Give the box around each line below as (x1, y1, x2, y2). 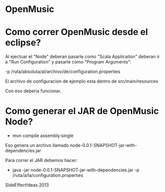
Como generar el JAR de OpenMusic (5, 105, 159, 117)
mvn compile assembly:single (12, 132, 74, 138)
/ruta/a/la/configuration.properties (12, 172, 83, 178)
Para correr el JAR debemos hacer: (5, 157, 78, 163)
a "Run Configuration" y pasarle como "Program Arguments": (5, 59, 131, 65)
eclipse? (5, 37, 41, 48)
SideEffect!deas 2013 (5, 182, 49, 188)
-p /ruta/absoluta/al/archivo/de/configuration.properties (5, 68, 120, 74)
